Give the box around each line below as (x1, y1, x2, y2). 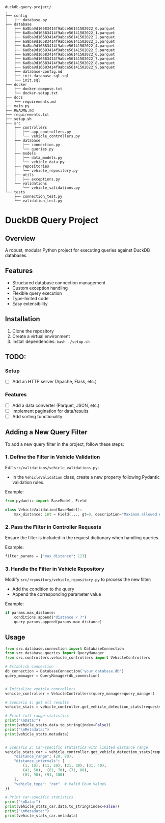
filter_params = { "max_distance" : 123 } (5, 553, 87, 558)
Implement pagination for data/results (12, 408, 89, 414)
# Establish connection (5, 664, 54, 669)
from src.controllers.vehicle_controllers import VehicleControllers (5, 655, 151, 660)
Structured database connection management (12, 279, 106, 285)
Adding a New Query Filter (5, 428, 87, 436)
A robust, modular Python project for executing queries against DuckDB (5, 247, 150, 253)
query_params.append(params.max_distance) (14, 619, 102, 624)
